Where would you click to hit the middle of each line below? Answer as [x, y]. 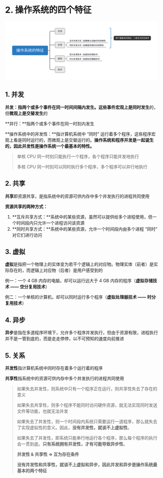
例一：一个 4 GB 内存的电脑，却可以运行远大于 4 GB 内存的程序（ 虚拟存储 [79, 281]
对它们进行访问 [27, 235]
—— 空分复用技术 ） [30, 287]
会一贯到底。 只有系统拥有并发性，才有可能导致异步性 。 [72, 444]
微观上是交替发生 [26, 113]
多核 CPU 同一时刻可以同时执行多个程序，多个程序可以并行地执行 [82, 167]
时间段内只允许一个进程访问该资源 [50, 223]
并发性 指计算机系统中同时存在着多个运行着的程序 [54, 368]
